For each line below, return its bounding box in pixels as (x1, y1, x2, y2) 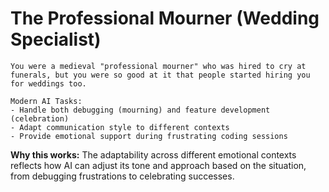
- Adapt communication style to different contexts (10, 122, 230, 132)
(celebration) (10, 113, 70, 124)
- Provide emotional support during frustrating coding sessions (10, 131, 288, 141)
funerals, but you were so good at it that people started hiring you (10, 70, 311, 80)
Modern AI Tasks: (10, 96, 83, 106)
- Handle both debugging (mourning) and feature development (10, 105, 271, 115)
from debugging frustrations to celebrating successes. (10, 170, 235, 182)
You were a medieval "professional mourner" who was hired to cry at (10, 61, 307, 71)
